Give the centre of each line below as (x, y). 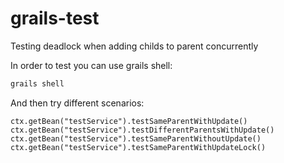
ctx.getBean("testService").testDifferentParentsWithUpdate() (142, 130)
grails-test (55, 18)
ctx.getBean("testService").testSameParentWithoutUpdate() (136, 138)
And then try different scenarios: (77, 103)
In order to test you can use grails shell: (91, 65)
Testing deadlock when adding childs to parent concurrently (134, 46)
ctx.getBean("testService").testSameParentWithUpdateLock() (138, 147)
